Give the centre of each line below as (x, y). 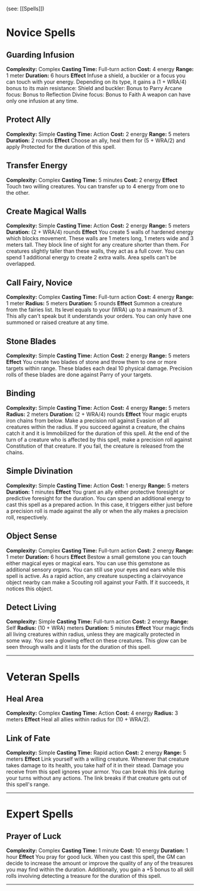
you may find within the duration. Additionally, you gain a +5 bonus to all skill (100, 869)
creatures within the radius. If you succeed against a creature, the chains (96, 427)
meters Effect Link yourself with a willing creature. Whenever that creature (98, 759)
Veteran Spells (43, 677)
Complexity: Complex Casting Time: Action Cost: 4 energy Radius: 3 (92, 713)
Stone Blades (31, 341)
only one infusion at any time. (42, 101)
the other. (18, 192)
